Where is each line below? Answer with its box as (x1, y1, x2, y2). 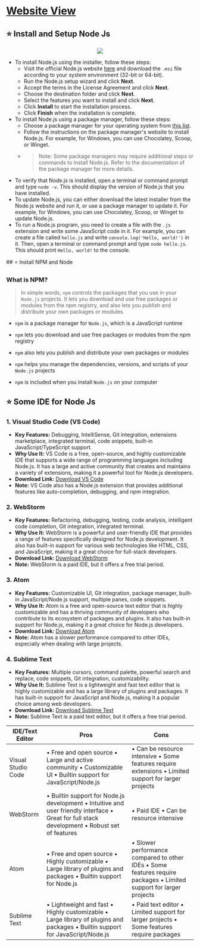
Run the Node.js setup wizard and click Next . (23, 78, 135, 85)
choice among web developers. (14, 700, 92, 707)
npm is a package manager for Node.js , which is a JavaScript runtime (14, 320, 183, 327)
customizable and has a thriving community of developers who (14, 608, 170, 616)
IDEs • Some (132, 861, 167, 869)
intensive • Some (132, 752, 180, 760)
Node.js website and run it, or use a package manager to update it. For (14, 202, 188, 209)
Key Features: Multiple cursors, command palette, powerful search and (14, 668, 190, 675)
